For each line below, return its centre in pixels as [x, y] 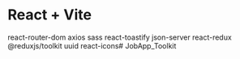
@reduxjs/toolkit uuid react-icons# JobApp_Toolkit [92, 45]
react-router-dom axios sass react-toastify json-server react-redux [120, 37]
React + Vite [50, 15]
